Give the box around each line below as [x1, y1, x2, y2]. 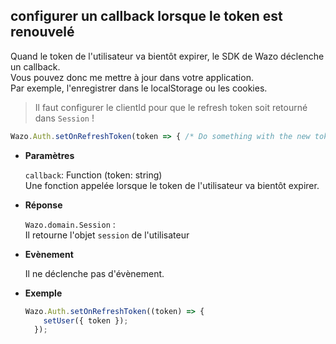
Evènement [24, 248, 74, 260]
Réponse [24, 199, 63, 211]
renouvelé [10, 24, 75, 41]
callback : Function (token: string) [24, 169, 163, 181]
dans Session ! [34, 112, 95, 124]
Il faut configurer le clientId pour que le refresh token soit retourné [34, 101, 308, 113]
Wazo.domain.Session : [24, 218, 116, 230]
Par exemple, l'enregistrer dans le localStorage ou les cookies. [10, 82, 268, 94]
